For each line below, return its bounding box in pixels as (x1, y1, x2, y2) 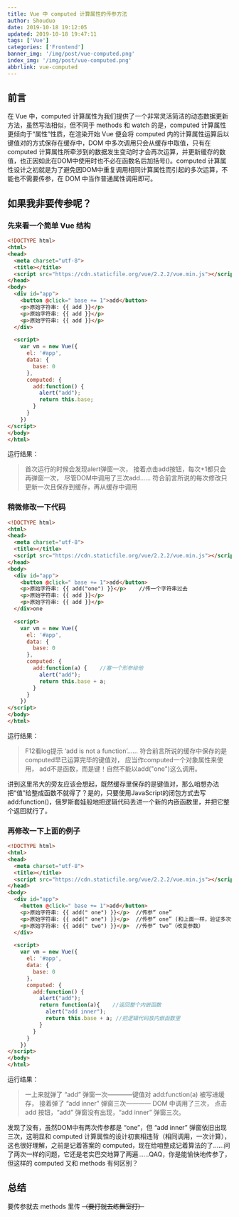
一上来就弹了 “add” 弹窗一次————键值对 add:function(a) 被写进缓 (24, 1090, 225, 1099)
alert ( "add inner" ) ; (45, 1008, 107, 1016)
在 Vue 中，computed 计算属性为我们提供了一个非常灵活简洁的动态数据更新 (7, 112, 229, 121)
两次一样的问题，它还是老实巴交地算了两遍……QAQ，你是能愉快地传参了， (13, 1150, 231, 1158)
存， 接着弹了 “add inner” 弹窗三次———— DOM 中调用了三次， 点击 (24, 1099, 228, 1108)
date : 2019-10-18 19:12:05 (7, 24, 87, 31)
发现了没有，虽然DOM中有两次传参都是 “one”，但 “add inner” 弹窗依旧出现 (7, 1123, 227, 1132)
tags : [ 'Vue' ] (7, 37, 50, 44)
